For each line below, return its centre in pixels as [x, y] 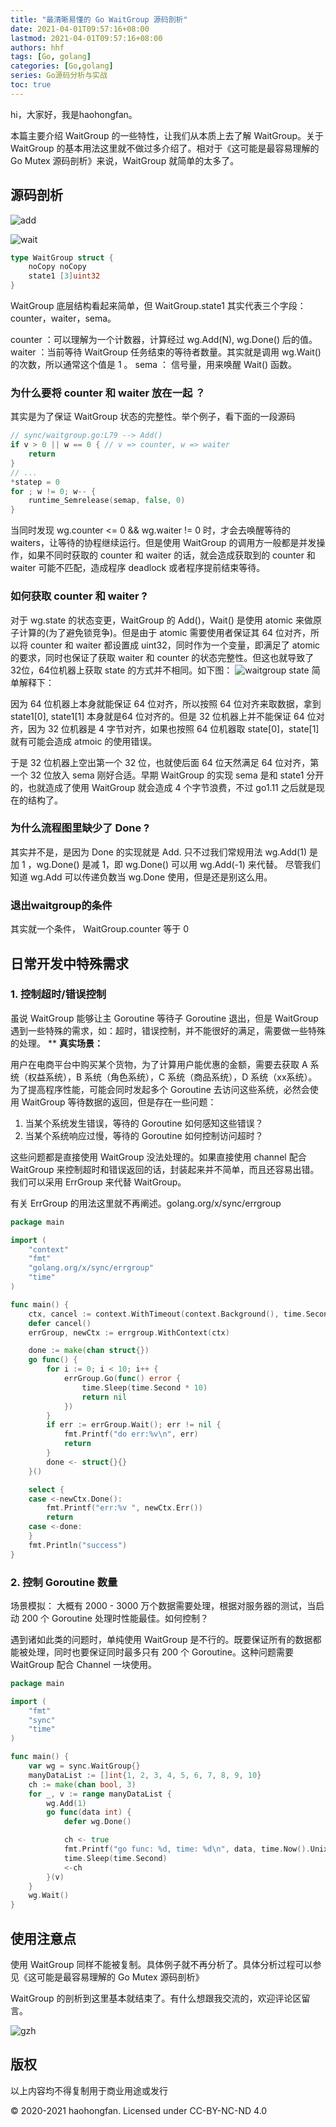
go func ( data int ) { [89, 1812]
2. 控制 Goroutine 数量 [64, 1582]
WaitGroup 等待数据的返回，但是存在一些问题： [119, 1102]
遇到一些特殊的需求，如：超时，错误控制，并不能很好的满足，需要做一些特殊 [168, 1030]
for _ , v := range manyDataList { [100, 1794]
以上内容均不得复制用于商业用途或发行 [89, 2090]
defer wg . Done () [97, 1822]
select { [46, 1489]
